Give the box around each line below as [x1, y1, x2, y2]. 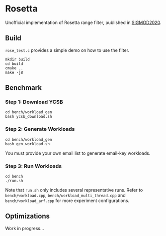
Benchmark [5, 83, 42, 92]
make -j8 [5, 70, 23, 75]
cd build [5, 61, 23, 66]
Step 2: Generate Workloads [5, 126, 75, 133]
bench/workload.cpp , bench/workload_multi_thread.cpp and [5, 193, 126, 199]
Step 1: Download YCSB [5, 98, 63, 105]
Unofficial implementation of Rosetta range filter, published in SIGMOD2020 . [5, 19, 162, 25]
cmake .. [5, 65, 23, 70]
